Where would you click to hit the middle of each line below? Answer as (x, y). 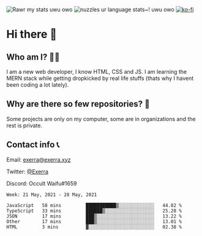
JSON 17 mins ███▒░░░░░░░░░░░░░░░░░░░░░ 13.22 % (94, 216)
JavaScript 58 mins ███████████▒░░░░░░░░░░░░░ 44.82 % (94, 205)
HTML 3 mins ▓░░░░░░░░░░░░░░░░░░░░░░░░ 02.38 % (94, 227)
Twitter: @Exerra (28, 171)
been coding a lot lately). (38, 85)
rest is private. (24, 125)
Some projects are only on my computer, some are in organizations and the (101, 119)
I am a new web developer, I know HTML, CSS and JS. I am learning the (97, 72)
